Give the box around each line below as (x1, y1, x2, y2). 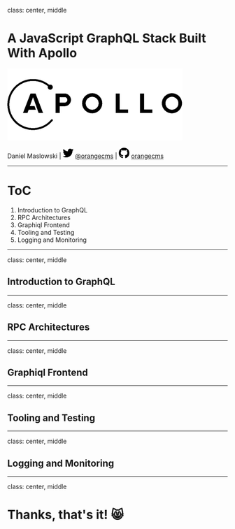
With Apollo (7, 45, 78, 61)
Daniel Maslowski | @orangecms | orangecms (7, 152, 164, 160)
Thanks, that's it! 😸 (7, 507, 124, 523)
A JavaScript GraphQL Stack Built (7, 31, 206, 46)
